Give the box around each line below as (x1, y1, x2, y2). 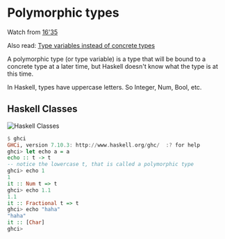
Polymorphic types (7, 5, 119, 21)
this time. (7, 69, 34, 78)
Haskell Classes (7, 103, 78, 115)
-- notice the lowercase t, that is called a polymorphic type (7, 161, 194, 168)
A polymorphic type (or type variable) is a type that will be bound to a (7, 54, 206, 63)
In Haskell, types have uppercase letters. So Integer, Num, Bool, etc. (7, 83, 202, 91)
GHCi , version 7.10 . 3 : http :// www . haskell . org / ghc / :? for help (7, 141, 201, 149)
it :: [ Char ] (7, 219, 45, 226)
